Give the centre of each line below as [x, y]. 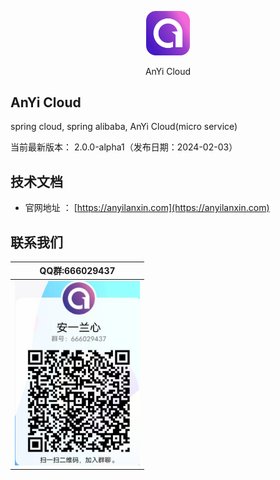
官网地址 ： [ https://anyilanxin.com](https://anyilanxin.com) [147, 208]
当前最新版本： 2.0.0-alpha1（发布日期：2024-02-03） [124, 147]
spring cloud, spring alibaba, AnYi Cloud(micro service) [124, 127]
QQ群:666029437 [77, 271]
